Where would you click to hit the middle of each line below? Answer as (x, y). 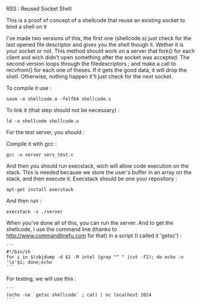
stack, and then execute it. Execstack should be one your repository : (92, 179)
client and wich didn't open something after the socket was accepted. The (98, 57)
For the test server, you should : (46, 132)
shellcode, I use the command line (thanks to (61, 229)
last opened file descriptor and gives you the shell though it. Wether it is (95, 45)
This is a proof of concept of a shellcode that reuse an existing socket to (96, 20)
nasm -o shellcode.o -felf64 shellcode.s (59, 99)
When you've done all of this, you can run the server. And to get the (90, 223)
